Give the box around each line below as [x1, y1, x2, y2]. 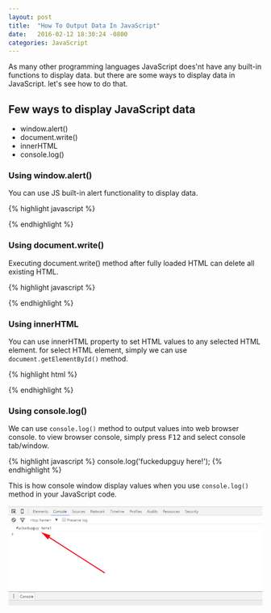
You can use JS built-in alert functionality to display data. [8, 188, 198, 198]
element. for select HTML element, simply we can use [8, 345, 188, 355]
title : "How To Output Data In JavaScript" [8, 21, 161, 30]
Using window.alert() [8, 170, 93, 181]
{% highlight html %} [8, 369, 78, 379]
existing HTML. [8, 267, 59, 277]
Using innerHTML [8, 318, 79, 329]
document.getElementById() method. [8, 353, 129, 363]
